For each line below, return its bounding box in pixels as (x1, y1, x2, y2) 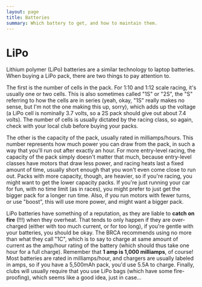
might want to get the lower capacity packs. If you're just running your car (6, 179, 191, 186)
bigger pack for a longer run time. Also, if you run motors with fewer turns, (6, 192, 191, 199)
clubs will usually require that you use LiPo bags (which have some (6, 268, 173, 275)
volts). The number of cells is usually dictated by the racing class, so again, (6, 116, 194, 124)
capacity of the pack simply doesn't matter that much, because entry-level (6, 153, 192, 160)
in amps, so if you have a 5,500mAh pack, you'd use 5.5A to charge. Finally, (6, 261, 195, 268)
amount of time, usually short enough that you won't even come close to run (6, 166, 196, 174)
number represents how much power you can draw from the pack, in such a (6, 140, 195, 148)
